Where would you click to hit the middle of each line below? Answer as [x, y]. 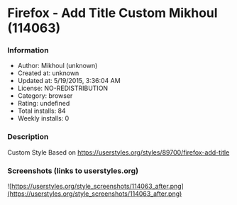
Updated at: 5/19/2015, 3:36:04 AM [69, 81]
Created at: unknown [48, 73]
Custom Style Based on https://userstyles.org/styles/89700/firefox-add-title [118, 152]
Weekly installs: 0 [43, 118]
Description [28, 137]
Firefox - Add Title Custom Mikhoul [112, 13]
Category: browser [45, 96]
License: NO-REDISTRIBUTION [63, 88]
